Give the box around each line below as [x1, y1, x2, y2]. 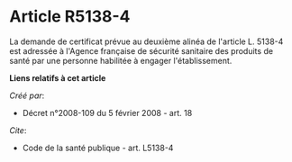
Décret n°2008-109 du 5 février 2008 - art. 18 [22, 107, 193, 118]
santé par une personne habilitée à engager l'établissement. [9, 55, 233, 66]
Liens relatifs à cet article [9, 72, 106, 83]
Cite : [9, 124, 27, 136]
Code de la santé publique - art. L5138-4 [22, 142, 174, 153]
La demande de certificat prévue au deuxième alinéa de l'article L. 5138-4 [9, 36, 284, 47]
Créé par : [9, 90, 45, 101]
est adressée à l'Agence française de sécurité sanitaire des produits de [9, 45, 273, 56]
